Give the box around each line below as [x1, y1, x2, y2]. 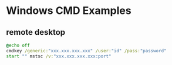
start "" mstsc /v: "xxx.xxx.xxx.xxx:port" [6, 53, 112, 59]
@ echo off [6, 42, 31, 48]
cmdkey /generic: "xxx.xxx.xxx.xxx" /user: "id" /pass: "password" [6, 48, 167, 53]
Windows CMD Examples [6, 4, 131, 17]
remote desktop [6, 27, 66, 37]
